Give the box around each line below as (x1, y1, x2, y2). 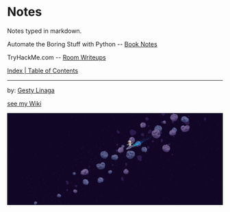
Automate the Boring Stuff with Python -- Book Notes (7, 40, 157, 48)
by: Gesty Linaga (7, 86, 55, 94)
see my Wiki (7, 99, 42, 107)
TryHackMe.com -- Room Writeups (7, 53, 106, 62)
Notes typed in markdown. (7, 27, 82, 35)
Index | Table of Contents (7, 66, 79, 75)
